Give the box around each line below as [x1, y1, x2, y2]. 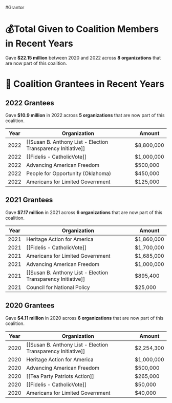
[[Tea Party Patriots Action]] [26, 372, 94, 379]
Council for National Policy [26, 283, 90, 291]
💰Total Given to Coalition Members [5, 23, 159, 35]
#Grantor [5, 5, 25, 10]
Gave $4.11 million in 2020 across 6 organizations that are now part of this [5, 315, 164, 321]
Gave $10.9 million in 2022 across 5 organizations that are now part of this [5, 112, 165, 118]
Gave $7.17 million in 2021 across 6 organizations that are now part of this [5, 209, 163, 215]
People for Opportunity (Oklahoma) [26, 169, 112, 177]
